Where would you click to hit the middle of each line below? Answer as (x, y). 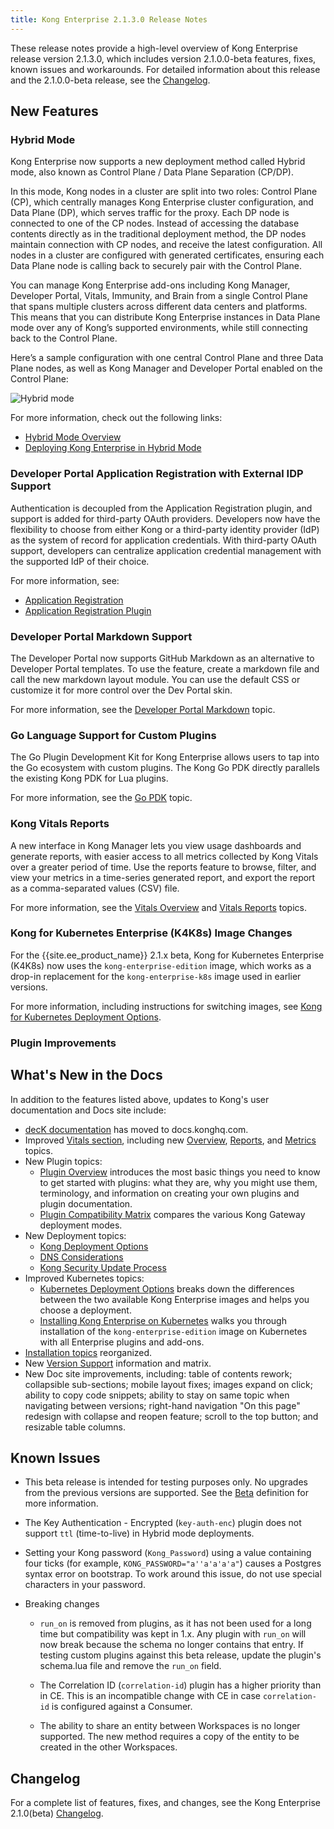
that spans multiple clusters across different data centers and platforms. (159, 307)
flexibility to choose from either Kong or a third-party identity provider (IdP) (165, 529)
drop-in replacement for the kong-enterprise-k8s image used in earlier (156, 976)
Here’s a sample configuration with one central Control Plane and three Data (167, 358)
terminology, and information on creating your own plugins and (169, 1193)
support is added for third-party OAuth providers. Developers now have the (165, 518)
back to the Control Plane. (64, 338)
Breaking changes (62, 1604)
